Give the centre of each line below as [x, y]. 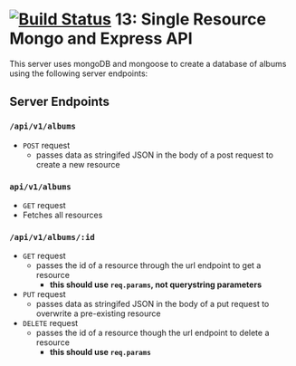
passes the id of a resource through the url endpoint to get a [148, 265]
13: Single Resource [191, 19]
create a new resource [78, 164]
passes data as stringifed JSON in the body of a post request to [155, 155]
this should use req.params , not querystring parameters [156, 284]
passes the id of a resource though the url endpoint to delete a [153, 333]
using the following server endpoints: [79, 73]
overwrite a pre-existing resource [98, 313]
